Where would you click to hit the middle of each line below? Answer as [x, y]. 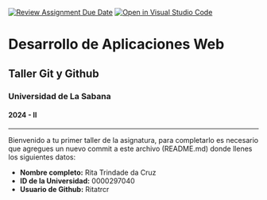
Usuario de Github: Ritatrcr [64, 189]
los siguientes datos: [42, 157]
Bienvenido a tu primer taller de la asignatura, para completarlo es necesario [133, 140]
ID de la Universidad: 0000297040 [77, 181]
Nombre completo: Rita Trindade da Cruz [88, 172]
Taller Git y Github [54, 73]
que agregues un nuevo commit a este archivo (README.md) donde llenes [130, 148]
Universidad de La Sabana [60, 96]
